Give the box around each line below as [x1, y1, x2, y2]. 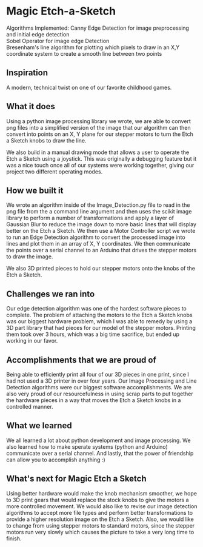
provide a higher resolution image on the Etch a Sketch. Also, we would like [6, 515, 194, 523]
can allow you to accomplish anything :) [6, 456, 106, 463]
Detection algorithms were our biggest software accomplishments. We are [6, 384, 192, 391]
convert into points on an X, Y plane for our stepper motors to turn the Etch [6, 130, 194, 138]
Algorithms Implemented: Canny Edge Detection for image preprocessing [6, 24, 190, 32]
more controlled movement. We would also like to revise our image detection [6, 502, 198, 510]
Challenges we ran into [6, 289, 95, 299]
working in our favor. [6, 337, 58, 344]
